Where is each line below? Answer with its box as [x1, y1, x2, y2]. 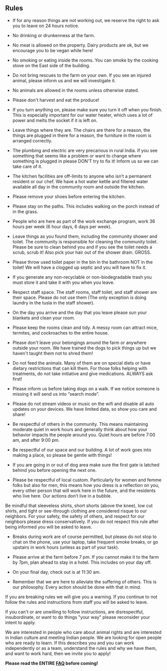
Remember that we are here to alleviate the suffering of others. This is [12, 579, 156, 585]
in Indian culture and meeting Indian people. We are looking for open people [5, 634, 162, 640]
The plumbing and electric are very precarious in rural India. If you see [12, 147, 157, 153]
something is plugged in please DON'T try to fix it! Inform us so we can [12, 158, 159, 164]
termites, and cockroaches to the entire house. [12, 329, 109, 335]
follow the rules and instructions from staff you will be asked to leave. [5, 599, 148, 605]
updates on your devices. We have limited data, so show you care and [12, 406, 157, 412]
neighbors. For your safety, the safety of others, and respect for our [5, 513, 145, 519]
